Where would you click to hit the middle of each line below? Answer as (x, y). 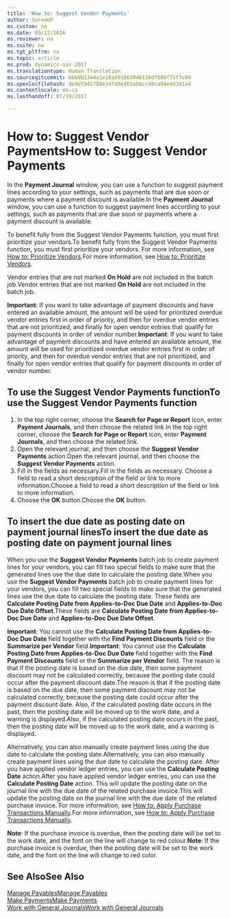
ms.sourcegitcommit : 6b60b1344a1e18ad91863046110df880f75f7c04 (99, 77)
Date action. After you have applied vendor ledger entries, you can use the (112, 776)
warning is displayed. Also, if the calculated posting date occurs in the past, (113, 719)
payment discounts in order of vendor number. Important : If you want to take (115, 334)
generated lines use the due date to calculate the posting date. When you (110, 574)
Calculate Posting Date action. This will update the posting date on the (107, 783)
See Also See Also (46, 876)
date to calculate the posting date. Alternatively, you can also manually (106, 754)
